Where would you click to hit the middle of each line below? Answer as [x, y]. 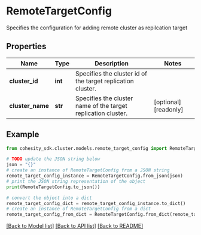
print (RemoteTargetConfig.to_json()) [53, 187]
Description [112, 63]
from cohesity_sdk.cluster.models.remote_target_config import [87, 148]
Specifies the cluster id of [111, 73]
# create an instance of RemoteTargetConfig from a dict [79, 209]
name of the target [101, 106]
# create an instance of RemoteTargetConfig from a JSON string [88, 170]
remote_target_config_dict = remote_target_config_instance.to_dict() [96, 203]
